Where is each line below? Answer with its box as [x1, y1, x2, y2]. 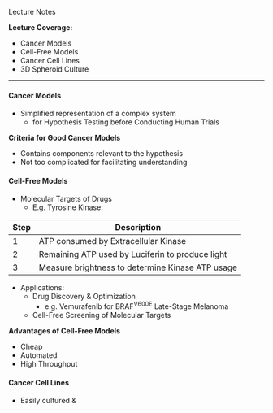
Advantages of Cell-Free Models [8, 326, 120, 336]
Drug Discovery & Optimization [32, 292, 136, 302]
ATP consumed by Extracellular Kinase [38, 236, 187, 247]
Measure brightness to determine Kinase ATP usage [38, 262, 238, 273]
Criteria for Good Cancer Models [8, 133, 121, 143]
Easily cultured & [19, 396, 77, 406]
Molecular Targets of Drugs [19, 194, 112, 204]
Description [115, 222, 162, 233]
